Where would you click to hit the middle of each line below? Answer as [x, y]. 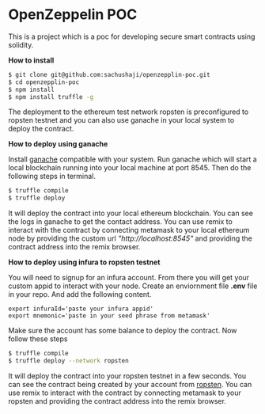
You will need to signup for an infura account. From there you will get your [129, 278]
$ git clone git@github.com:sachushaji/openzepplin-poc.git [110, 74]
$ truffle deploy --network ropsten [68, 361]
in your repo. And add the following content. [80, 294]
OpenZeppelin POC [73, 15]
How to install [31, 60]
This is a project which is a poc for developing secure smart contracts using [132, 36]
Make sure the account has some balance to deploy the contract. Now [123, 331]
